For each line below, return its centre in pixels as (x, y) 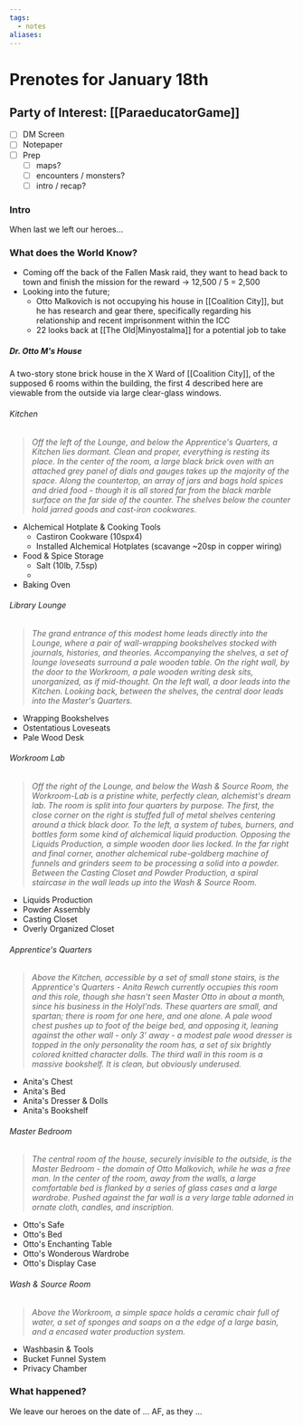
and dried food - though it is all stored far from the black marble (151, 490)
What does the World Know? (74, 253)
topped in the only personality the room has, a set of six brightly (151, 1045)
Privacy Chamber (55, 1368)
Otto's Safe (43, 1225)
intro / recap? (61, 186)
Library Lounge (38, 605)
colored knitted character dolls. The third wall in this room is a (147, 1055)
